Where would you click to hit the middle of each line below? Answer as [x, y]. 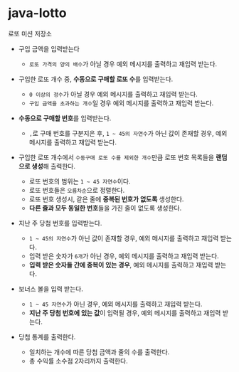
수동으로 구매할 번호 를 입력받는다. [65, 118]
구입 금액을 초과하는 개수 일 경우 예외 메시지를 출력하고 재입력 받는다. [121, 103]
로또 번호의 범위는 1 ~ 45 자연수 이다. [80, 181]
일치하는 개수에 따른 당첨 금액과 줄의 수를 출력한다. [99, 352]
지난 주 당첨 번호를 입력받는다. [60, 223]
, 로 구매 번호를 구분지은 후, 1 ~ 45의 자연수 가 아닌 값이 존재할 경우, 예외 [128, 133]
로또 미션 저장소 [30, 33]
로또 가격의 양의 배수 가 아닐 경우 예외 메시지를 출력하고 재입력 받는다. [123, 64]
